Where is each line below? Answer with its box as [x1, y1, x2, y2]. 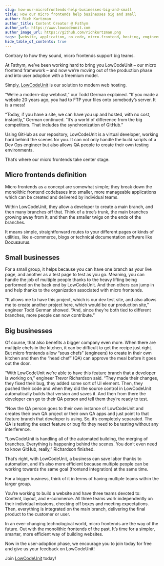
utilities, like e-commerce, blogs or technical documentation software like [5, 234, 153, 240]
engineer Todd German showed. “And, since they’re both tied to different [5, 307, 151, 313]
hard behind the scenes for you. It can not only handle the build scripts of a [5, 136, 157, 142]
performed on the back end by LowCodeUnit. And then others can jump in [5, 282, 155, 288]
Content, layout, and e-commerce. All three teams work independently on [5, 496, 153, 502]
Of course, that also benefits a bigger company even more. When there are [5, 339, 156, 346]
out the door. [5, 360, 31, 366]
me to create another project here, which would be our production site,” [5, 302, 149, 308]
